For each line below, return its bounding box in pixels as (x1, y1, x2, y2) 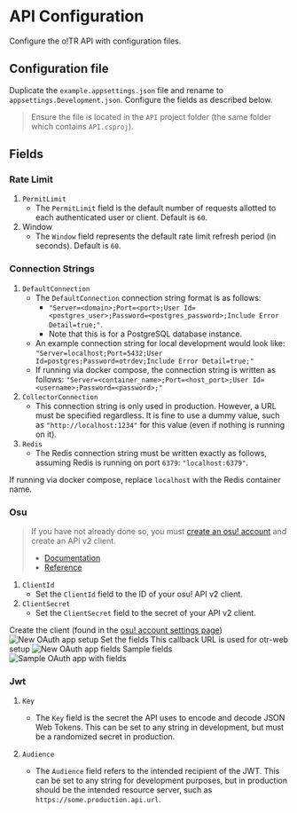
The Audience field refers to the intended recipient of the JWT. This (35, 766, 280, 777)
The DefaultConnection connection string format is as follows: (35, 292, 262, 303)
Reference (43, 562, 82, 573)
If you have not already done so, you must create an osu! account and (30, 526, 287, 537)
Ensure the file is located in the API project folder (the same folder (30, 111, 272, 122)
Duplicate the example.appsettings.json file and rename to (9, 84, 224, 95)
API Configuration (9, 6, 145, 27)
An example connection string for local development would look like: (35, 337, 285, 348)
